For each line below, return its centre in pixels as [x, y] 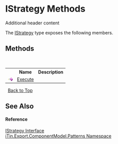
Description [50, 72]
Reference [16, 119]
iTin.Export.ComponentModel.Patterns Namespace [58, 136]
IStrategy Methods [45, 9]
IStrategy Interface [25, 130]
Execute [25, 79]
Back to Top [20, 90]
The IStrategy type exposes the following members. [59, 32]
